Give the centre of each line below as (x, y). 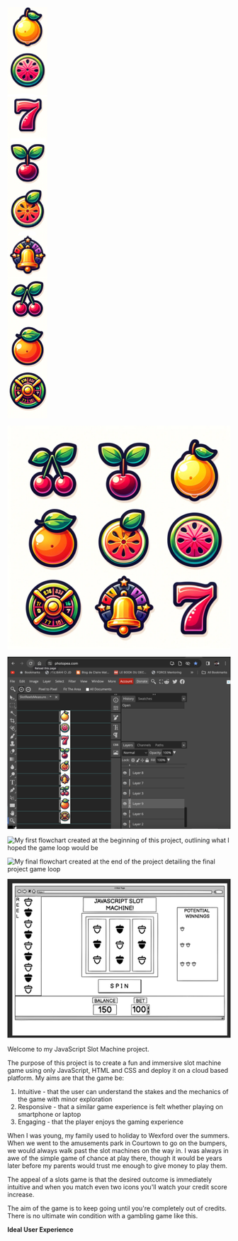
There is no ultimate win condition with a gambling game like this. (103, 1215)
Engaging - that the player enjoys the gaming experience (101, 1122)
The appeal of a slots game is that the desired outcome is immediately (110, 1179)
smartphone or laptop (49, 1114)
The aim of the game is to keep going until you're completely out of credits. (117, 1208)
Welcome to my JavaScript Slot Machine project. (79, 1049)
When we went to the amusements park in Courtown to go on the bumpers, (117, 1143)
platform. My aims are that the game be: (66, 1078)
